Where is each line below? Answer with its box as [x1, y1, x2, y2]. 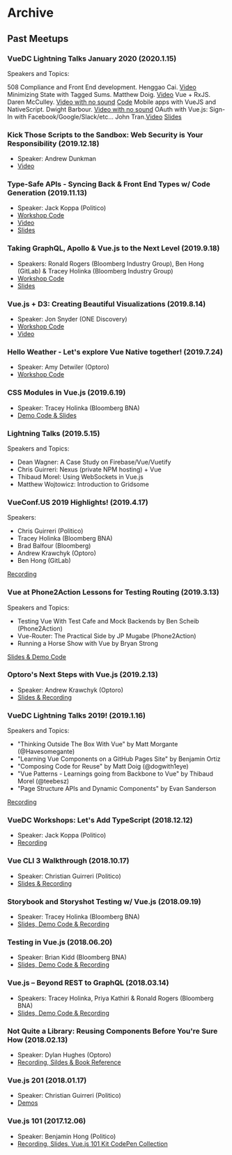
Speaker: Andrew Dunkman [17, 155, 96, 163]
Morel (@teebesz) [17, 777, 70, 785]
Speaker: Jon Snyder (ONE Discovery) [17, 315, 127, 324]
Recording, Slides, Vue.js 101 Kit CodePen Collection [17, 1139, 169, 1148]
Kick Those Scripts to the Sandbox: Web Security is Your [7, 130, 203, 139]
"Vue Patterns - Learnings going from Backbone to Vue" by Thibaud [17, 769, 214, 778]
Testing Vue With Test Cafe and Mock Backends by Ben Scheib [17, 617, 200, 625]
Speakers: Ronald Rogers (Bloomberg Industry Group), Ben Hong [17, 259, 204, 268]
